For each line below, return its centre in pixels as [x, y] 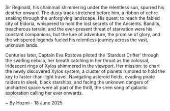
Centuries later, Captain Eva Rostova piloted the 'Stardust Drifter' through [82, 55]
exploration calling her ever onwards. [44, 93]
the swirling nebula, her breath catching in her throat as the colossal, [77, 60]
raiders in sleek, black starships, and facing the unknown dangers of [77, 82]
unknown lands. [22, 45]
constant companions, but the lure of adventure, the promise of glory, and [83, 34]
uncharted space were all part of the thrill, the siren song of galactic [76, 88]
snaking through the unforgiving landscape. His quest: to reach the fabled [83, 18]
